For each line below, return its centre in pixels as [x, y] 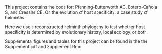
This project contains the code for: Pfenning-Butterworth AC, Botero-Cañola [81, 7]
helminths [15, 17]
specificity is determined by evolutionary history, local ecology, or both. [77, 32]
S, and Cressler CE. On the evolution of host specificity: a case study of [76, 12]
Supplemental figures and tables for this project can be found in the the [76, 41]
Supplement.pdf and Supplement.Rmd [43, 46]
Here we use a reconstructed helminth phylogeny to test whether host [75, 27]
